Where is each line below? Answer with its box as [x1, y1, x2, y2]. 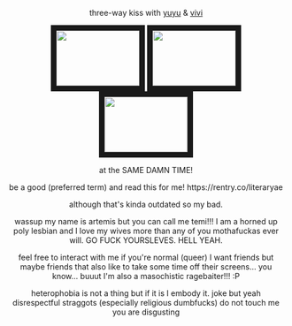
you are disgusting [111, 307, 181, 317]
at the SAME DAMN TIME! [98, 165, 194, 175]
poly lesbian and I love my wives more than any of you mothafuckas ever [13, 225, 279, 236]
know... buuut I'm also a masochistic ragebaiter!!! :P [51, 271, 241, 281]
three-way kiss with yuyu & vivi [88, 8, 204, 18]
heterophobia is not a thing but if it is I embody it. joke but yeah [31, 288, 261, 299]
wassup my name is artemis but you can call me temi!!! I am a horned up [14, 216, 278, 226]
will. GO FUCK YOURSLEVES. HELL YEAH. [69, 235, 223, 246]
